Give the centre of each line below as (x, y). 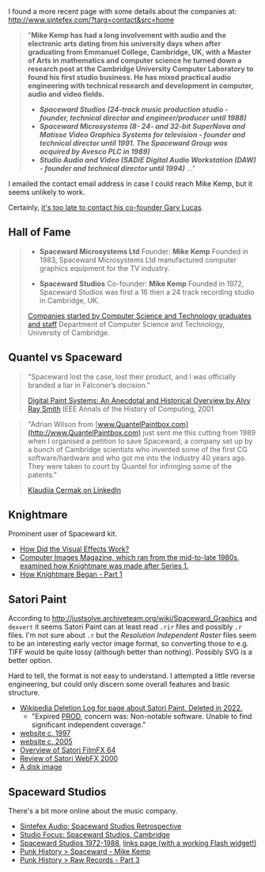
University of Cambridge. (68, 333)
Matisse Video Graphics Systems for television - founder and (142, 135)
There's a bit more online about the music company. (93, 811)
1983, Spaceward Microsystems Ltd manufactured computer (138, 260)
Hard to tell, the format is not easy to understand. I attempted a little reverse (132, 676)
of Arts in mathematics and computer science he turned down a (134, 60)
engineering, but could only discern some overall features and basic (119, 684)
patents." (42, 474)
